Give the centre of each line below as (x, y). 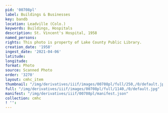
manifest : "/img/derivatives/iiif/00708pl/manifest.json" (67, 93)
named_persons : (21, 38)
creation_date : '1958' (29, 47)
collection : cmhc (23, 98)
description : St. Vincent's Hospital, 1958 (51, 33)
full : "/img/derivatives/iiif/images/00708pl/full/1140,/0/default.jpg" (82, 89)
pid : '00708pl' (21, 10)
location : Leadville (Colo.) (35, 24)
